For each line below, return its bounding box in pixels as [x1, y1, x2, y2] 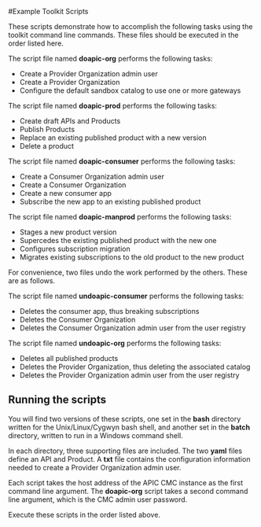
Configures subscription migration [19, 244, 131, 253]
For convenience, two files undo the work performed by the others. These [8, 267, 248, 277]
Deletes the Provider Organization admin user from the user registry [19, 370, 240, 380]
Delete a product [19, 142, 75, 150]
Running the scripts [8, 393, 107, 407]
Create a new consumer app [19, 189, 112, 197]
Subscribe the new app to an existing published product [19, 197, 201, 206]
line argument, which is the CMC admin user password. [8, 495, 188, 504]
